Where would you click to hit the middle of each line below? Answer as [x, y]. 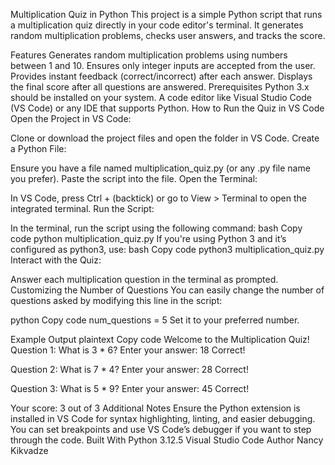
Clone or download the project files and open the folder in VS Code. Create [165, 138]
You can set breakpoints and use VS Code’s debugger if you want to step [161, 429]
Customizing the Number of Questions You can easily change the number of [167, 290]
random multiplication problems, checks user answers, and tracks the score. [168, 35]
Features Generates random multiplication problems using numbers [149, 55]
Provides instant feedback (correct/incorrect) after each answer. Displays [161, 76]
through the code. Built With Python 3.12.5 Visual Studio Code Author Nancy [167, 440]
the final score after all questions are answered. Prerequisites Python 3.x [160, 87]
